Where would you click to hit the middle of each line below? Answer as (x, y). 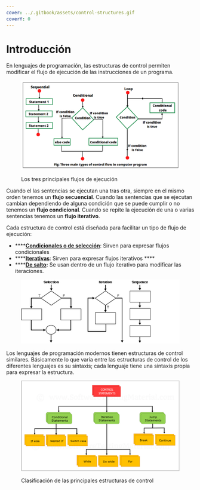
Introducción (39, 49)
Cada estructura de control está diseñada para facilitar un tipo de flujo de (96, 228)
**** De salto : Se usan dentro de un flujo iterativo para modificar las (98, 265)
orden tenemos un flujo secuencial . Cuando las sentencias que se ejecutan (99, 197)
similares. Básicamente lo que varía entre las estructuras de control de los (97, 359)
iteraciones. (29, 271)
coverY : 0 (19, 19)
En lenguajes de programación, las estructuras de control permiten (88, 66)
